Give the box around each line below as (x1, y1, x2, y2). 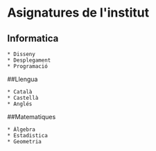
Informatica (7, 33, 59, 44)
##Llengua (7, 75, 38, 83)
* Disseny (7, 51, 36, 57)
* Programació (7, 63, 49, 70)
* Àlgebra (7, 126, 36, 133)
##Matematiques (7, 113, 56, 121)
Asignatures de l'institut (7, 5, 150, 21)
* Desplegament (7, 57, 51, 64)
